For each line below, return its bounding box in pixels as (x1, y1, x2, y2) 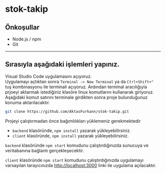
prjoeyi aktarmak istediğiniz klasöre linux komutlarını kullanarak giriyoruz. (5, 89, 154, 95)
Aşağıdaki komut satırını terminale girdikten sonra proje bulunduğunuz (5, 94, 148, 100)
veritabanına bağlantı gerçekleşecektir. (5, 147, 84, 153)
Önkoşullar (5, 23, 40, 32)
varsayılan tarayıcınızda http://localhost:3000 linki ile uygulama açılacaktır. (5, 162, 157, 168)
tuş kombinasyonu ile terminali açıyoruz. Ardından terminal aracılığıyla (5, 84, 147, 90)
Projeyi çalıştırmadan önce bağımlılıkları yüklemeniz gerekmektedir (5, 118, 141, 124)
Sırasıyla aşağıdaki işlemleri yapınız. (5, 60, 120, 69)
